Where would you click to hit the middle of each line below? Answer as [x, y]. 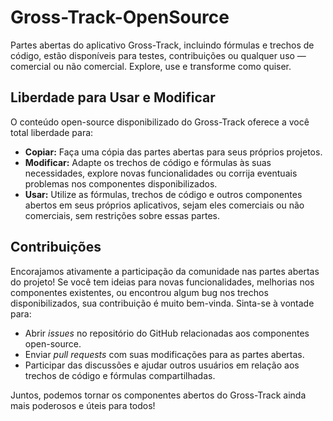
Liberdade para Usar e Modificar [113, 97]
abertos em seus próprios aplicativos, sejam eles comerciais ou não [164, 205]
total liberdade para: [52, 132]
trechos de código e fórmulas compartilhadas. [120, 375]
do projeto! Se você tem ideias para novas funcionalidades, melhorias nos [162, 282]
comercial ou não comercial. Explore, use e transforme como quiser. [151, 66]
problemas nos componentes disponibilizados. [121, 183]
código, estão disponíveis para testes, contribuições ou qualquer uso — [158, 55]
